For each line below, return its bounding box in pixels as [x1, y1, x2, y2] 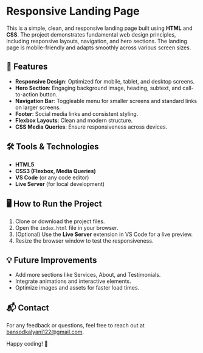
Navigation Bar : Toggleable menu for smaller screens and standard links [15, 97, 198, 104]
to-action [15, 90, 38, 98]
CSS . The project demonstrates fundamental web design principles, [6, 30, 176, 38]
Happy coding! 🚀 [6, 340, 49, 347]
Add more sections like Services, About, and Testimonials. [15, 271, 161, 279]
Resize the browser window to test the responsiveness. [15, 237, 154, 244]
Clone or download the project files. [15, 218, 105, 225]
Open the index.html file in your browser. [15, 224, 119, 232]
